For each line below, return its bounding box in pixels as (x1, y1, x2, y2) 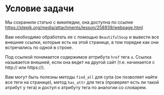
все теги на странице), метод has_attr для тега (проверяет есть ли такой (5, 79, 159, 85)
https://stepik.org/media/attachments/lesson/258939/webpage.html (5, 24, 143, 30)
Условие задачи (5, 3, 74, 14)
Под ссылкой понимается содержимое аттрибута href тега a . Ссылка (5, 54, 152, 60)
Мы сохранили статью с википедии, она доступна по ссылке (5, 19, 134, 25)
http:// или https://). (5, 64, 45, 70)
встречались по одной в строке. (5, 44, 73, 50)
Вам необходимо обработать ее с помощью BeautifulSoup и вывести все (5, 34, 160, 40)
